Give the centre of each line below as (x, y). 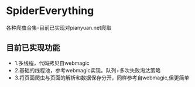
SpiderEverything (50, 11)
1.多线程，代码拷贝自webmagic (52, 63)
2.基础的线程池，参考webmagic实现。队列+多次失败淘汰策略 (88, 70)
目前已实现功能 (33, 48)
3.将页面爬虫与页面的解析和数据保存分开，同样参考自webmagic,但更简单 (102, 78)
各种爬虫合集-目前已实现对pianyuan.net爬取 (59, 27)
